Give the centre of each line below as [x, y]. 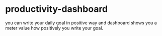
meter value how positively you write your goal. [54, 28]
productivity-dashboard [57, 9]
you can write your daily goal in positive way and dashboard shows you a [81, 23]
